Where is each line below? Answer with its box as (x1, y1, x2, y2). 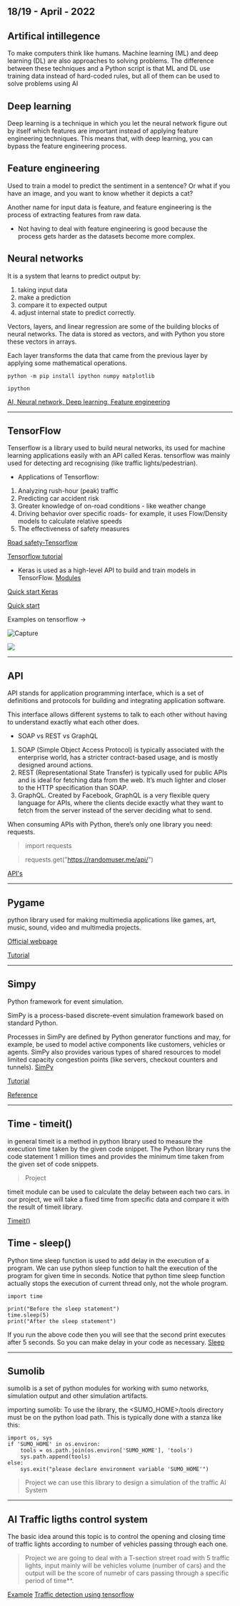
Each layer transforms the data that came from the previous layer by (7, 351, 209, 359)
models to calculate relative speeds (17, 517, 123, 526)
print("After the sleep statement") (7, 1317, 116, 1325)
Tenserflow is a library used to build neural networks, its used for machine (7, 444, 226, 452)
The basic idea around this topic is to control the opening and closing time (7, 1532, 226, 1541)
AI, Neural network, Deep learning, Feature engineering (7, 397, 170, 406)
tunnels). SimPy (7, 1062, 54, 1071)
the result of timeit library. (7, 1202, 84, 1211)
